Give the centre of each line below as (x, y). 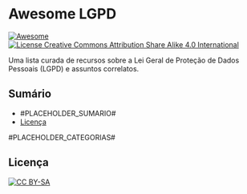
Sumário (30, 94)
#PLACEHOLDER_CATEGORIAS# (62, 137)
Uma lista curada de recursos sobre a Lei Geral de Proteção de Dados (124, 60)
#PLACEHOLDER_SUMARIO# (68, 113)
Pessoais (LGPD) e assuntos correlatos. (74, 68)
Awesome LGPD (63, 14)
